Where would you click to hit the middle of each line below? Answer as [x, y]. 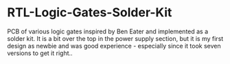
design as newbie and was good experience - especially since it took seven [114, 46]
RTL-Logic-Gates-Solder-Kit [90, 13]
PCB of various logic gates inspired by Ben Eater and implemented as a [108, 31]
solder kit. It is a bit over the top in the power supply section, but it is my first [115, 38]
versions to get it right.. [40, 53]
